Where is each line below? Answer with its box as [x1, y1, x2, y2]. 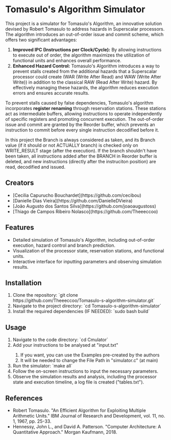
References [5, 394, 43, 402]
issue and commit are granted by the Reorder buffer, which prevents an [5, 121, 156, 127]
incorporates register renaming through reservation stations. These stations [5, 105, 166, 111]
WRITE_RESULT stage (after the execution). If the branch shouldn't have [5, 147, 157, 153]
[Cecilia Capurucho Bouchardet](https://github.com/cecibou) [12, 192, 141, 198]
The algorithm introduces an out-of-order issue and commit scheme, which [5, 31, 164, 37]
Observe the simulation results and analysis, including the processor [12, 374, 157, 380]
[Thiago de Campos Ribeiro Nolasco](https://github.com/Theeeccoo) [12, 208, 158, 215]
